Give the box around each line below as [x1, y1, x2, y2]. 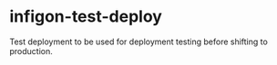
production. [9, 45, 53, 56]
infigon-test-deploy [9, 6, 162, 27]
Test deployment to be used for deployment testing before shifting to [9, 36, 269, 47]
